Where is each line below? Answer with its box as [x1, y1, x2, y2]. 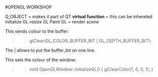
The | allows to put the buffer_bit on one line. [5, 48, 96, 53]
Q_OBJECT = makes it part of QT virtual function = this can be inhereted [5, 14, 153, 19]
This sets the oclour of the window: [5, 57, 77, 63]
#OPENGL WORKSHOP [5, 4, 52, 10]
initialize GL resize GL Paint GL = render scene [5, 19, 99, 25]
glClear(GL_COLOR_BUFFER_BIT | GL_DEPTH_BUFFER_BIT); [29, 38, 152, 44]
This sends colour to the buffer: [5, 28, 69, 34]
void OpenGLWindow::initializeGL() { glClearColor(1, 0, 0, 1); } [29, 66, 154, 72]
